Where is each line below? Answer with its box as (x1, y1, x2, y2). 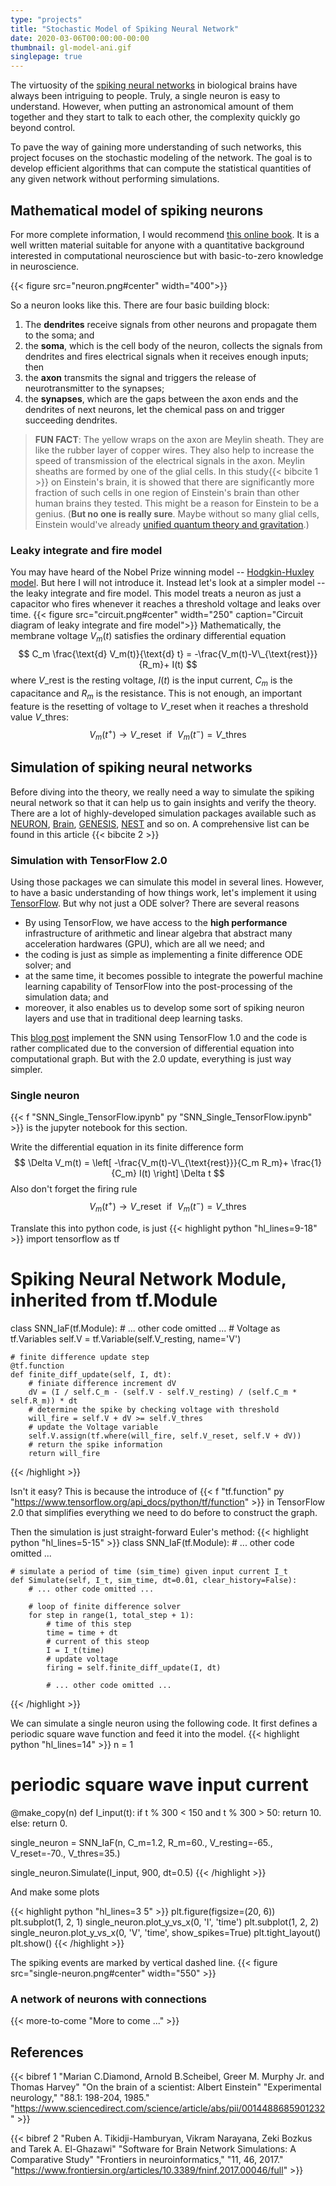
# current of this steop (46, 1636, 150, 1646)
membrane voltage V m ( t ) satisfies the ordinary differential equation (10, 630, 287, 645)
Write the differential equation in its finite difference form (10, 1141, 244, 1153)
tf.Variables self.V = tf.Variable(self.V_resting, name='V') (10, 1332, 242, 1345)
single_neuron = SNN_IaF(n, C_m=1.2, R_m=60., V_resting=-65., (10, 1836, 273, 1848)
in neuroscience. (10, 260, 80, 272)
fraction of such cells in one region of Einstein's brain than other (34, 486, 300, 498)
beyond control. (10, 122, 76, 134)
